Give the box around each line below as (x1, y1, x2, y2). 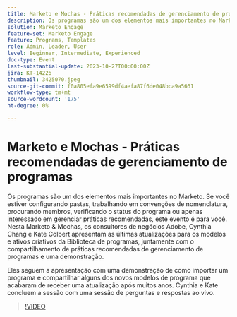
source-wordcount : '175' (7, 96, 80, 103)
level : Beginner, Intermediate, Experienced (7, 50, 140, 57)
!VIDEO (24, 301, 46, 311)
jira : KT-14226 (7, 69, 52, 76)
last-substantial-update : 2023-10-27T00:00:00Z (7, 63, 150, 70)
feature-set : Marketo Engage (7, 30, 93, 37)
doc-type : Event (7, 56, 55, 64)
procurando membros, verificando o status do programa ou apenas (7, 207, 203, 215)
